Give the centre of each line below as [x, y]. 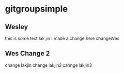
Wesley [16, 27]
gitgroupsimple [36, 9]
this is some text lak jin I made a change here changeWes [62, 38]
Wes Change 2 [27, 53]
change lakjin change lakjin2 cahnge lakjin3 [48, 65]
